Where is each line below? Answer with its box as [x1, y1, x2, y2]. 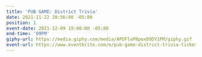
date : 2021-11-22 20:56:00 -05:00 [6, 14, 93, 20]
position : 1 [6, 20, 36, 26]
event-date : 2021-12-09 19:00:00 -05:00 [6, 25, 109, 31]
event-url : [6, 42, 34, 48]
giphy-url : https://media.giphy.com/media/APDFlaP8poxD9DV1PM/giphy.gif [6, 36, 192, 42]
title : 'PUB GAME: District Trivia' [6, 8, 98, 15]
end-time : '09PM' [6, 31, 50, 37]
